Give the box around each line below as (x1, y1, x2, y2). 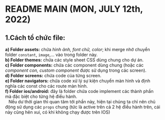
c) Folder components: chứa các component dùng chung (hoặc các (5, 62, 144, 68)
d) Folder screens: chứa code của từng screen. (5, 73, 102, 78)
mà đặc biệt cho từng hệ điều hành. (5, 93, 77, 99)
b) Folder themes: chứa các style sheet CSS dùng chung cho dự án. (5, 57, 144, 62)
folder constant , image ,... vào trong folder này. (5, 52, 98, 58)
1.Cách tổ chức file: (5, 33, 66, 42)
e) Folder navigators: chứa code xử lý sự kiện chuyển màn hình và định (5, 78, 151, 84)
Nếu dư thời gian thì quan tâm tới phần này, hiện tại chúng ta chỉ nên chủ (8, 99, 156, 104)
